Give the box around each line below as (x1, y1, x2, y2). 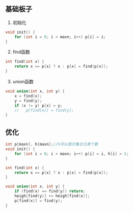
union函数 (12, 79, 34, 85)
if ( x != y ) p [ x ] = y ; (14, 103, 63, 108)
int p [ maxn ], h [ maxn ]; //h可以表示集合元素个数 (5, 142, 98, 147)
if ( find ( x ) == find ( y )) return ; (14, 188, 86, 194)
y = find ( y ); (14, 98, 42, 103)
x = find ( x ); (14, 93, 42, 99)
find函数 (12, 49, 31, 55)
